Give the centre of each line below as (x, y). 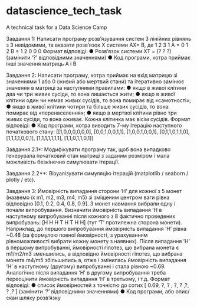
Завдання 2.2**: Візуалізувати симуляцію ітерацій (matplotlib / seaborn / (97, 173)
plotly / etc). (21, 179)
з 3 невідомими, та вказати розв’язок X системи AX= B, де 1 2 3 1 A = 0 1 (97, 45)
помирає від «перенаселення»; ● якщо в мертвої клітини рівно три (91, 113)
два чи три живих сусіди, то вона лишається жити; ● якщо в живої (91, 94)
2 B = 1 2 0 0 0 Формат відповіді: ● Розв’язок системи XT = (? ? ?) (89, 51)
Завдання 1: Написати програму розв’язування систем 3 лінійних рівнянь (99, 38)
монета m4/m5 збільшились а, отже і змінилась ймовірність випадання (96, 260)
